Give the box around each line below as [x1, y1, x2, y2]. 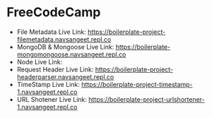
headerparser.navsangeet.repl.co [16, 72, 114, 81]
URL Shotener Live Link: [16, 95, 88, 103]
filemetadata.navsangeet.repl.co [16, 35, 112, 43]
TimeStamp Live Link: [16, 80, 81, 88]
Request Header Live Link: [16, 65, 94, 73]
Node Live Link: [16, 57, 63, 66]
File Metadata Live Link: [16, 28, 86, 36]
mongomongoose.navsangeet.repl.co [16, 50, 126, 59]
